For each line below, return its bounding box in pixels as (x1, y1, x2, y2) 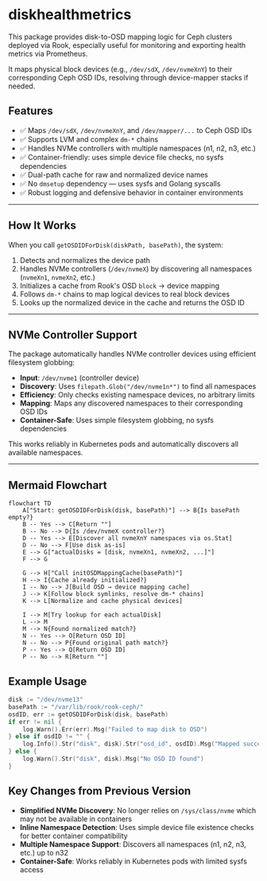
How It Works (8, 219, 77, 233)
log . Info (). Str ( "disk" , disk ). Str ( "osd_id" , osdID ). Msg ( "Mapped (22, 740, 240, 748)
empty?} (8, 514, 34, 522)
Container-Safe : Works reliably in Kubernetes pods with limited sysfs (19, 856, 248, 866)
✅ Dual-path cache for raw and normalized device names (19, 170, 208, 179)
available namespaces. (8, 448, 83, 457)
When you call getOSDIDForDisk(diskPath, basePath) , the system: (8, 240, 224, 249)
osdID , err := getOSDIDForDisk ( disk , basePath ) (8, 711, 169, 719)
